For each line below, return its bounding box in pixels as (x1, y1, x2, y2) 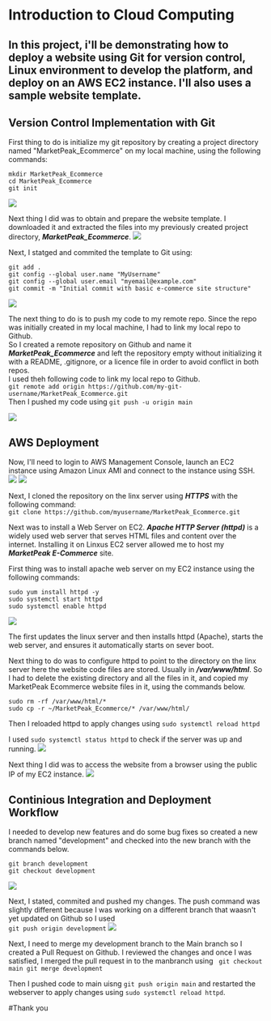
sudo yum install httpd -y (8, 589, 100, 597)
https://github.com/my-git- (87, 383, 183, 391)
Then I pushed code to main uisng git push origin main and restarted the (8, 979, 256, 989)
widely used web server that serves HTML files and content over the (8, 531, 237, 541)
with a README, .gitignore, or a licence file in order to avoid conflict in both (8, 357, 259, 367)
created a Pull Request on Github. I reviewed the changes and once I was (8, 947, 252, 957)
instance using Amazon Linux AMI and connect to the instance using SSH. (8, 466, 256, 475)
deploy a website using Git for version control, (8, 50, 246, 64)
